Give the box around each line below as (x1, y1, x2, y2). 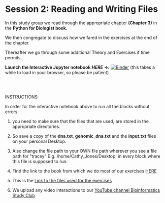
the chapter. (5, 40, 30, 45)
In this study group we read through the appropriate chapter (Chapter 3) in (5, 20, 157, 26)
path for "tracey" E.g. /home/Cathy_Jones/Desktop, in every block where (12, 153, 161, 159)
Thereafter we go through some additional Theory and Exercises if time (5, 49, 150, 55)
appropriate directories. (12, 123, 61, 129)
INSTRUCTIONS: (5, 94, 39, 100)
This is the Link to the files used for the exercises (12, 177, 112, 183)
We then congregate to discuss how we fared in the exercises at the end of (5, 35, 158, 41)
